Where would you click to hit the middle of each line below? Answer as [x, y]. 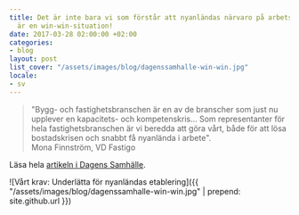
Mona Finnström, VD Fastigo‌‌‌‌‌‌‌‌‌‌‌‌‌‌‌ [83, 147]
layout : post [33, 59]
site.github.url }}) [40, 201]
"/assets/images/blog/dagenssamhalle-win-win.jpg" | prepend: [125, 191]
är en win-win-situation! [65, 26]
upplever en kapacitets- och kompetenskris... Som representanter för [158, 119]
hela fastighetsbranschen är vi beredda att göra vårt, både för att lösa [158, 128]
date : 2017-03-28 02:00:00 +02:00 [73, 34]
